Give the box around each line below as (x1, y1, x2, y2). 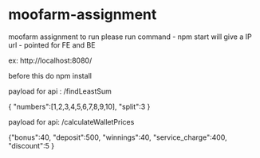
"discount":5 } (8, 141, 54, 150)
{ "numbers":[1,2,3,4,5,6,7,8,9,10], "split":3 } (8, 102, 151, 111)
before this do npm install (8, 71, 92, 80)
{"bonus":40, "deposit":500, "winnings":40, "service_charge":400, (8, 133, 227, 142)
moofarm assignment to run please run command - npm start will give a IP (8, 32, 253, 41)
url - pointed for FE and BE (8, 40, 96, 49)
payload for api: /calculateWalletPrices (8, 117, 135, 126)
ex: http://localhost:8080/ (8, 56, 93, 65)
